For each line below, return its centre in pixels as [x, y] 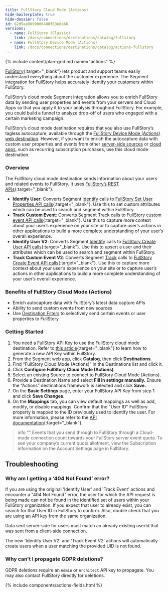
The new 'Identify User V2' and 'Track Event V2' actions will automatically [81, 541]
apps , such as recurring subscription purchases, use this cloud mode [77, 149]
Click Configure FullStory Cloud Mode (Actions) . [64, 369]
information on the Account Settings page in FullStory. [73, 448]
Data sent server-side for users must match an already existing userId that [82, 526]
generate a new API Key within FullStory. [54, 353]
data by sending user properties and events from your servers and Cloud [80, 102]
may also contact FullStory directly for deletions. [55, 575]
